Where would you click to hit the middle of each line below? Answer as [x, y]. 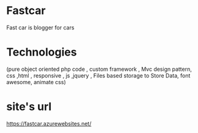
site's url [29, 107]
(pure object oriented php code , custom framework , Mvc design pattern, [99, 69]
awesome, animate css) [36, 82]
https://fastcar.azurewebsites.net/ [49, 123]
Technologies [42, 52]
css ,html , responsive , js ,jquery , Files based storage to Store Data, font [98, 75]
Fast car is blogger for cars [40, 27]
